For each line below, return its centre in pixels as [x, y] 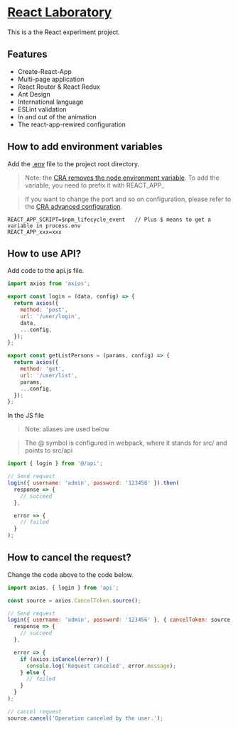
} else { [33, 672]
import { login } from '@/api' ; [55, 464]
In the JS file [26, 416]
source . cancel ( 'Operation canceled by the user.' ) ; [85, 718]
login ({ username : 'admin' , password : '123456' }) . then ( [93, 483]
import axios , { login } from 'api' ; [63, 588]
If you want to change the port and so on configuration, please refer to [128, 199]
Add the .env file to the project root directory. [74, 163]
